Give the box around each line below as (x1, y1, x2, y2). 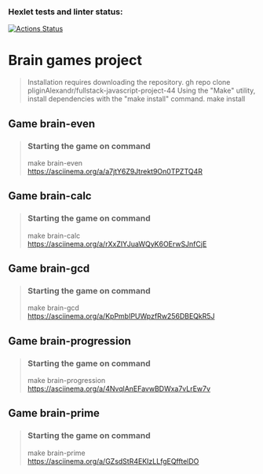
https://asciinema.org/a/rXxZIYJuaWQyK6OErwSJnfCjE (27, 239, 207, 249)
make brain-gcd (27, 303, 80, 312)
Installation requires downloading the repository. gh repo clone (27, 78, 231, 87)
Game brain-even (8, 117, 96, 130)
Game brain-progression (8, 334, 132, 348)
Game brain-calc (8, 189, 92, 202)
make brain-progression (27, 375, 106, 385)
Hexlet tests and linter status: (8, 6, 123, 17)
